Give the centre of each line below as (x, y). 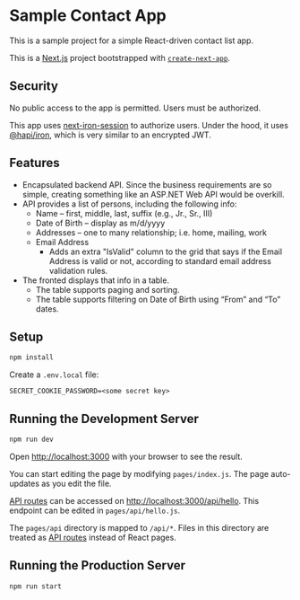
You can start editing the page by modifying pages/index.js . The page (139, 473)
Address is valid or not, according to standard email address (160, 260)
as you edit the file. (77, 483)
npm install (31, 357)
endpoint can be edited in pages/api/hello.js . (95, 510)
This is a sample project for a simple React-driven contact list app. (131, 40)
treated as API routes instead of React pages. (93, 537)
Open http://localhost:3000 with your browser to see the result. (126, 456)
